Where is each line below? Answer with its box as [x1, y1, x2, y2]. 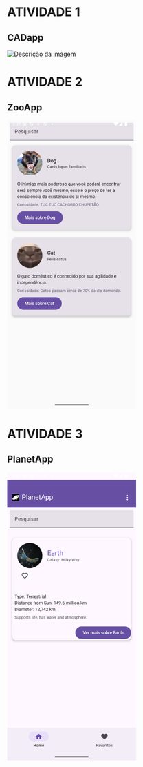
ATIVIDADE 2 [7, 74, 83, 90]
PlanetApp [7, 454, 54, 465]
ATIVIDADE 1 [7, 4, 80, 20]
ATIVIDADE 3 [7, 426, 83, 442]
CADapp [7, 32, 44, 43]
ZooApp [7, 101, 43, 113]
